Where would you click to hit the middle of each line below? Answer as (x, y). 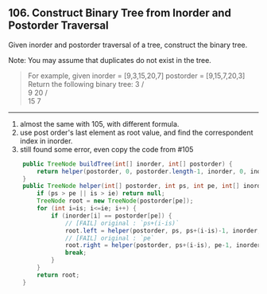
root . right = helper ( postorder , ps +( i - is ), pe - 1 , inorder (163, 245)
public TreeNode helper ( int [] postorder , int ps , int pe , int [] (131, 186)
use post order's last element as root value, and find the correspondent (136, 132)
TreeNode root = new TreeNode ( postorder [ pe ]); (115, 201)
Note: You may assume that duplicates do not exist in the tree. (110, 60)
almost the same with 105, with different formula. (99, 123)
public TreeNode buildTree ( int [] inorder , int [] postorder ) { (128, 164)
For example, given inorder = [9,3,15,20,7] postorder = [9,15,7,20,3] (136, 76)
